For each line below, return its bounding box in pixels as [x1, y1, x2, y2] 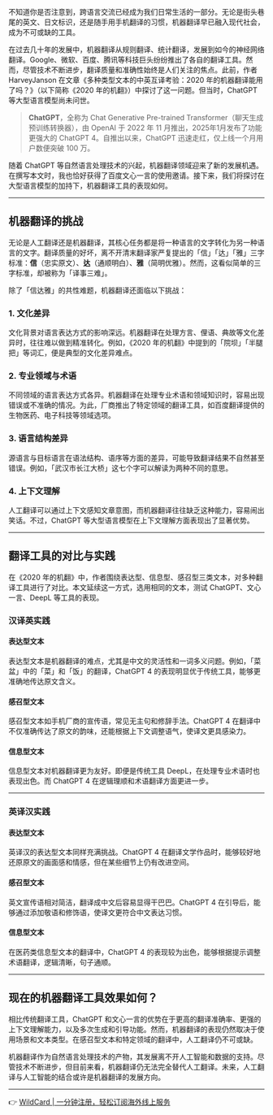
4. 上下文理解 [8, 485, 61, 497]
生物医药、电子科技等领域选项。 [8, 410, 115, 420]
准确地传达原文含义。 [8, 676, 80, 686]
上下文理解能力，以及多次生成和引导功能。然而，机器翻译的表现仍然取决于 [8, 1024, 258, 1034]
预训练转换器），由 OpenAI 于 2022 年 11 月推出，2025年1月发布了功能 [28, 123, 262, 132]
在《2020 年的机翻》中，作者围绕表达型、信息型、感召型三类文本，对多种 [8, 572, 256, 582]
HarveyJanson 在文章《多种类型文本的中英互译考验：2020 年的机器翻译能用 [8, 76, 264, 85]
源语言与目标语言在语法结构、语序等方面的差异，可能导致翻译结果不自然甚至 [8, 453, 265, 462]
